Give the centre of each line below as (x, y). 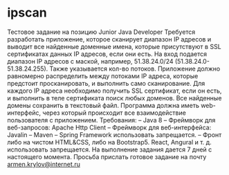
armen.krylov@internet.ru (44, 164)
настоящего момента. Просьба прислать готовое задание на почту (107, 156)
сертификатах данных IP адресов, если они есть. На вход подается (107, 54)
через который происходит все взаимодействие (114, 113)
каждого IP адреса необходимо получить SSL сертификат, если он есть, (114, 91)
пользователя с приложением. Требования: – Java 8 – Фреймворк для (111, 120)
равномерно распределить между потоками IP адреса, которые (103, 76)
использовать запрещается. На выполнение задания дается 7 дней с (110, 149)
